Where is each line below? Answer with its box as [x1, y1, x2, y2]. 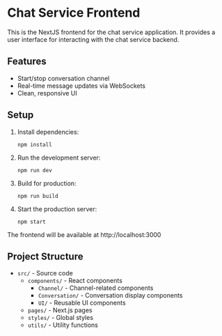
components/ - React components [27, 277, 123, 285]
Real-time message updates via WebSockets [17, 82, 146, 90]
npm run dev [17, 167, 52, 174]
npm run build [17, 192, 58, 199]
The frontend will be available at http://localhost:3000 [7, 230, 161, 238]
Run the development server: [17, 153, 101, 162]
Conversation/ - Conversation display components [38, 291, 183, 300]
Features [7, 56, 47, 68]
